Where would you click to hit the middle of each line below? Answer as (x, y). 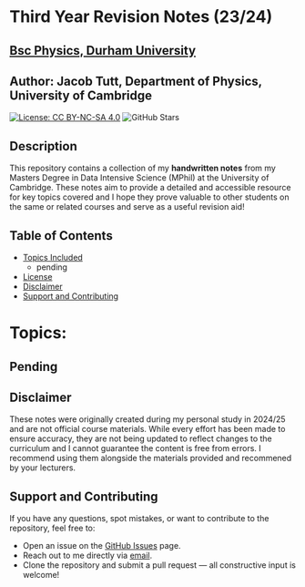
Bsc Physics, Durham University (103, 51)
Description (43, 146)
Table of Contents (61, 236)
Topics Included (53, 258)
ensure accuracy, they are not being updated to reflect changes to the (141, 438)
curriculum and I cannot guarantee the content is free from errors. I (135, 448)
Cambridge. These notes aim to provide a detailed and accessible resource (150, 188)
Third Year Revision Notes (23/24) (141, 17)
